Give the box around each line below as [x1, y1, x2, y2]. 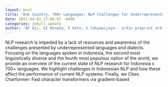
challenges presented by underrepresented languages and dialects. [5, 45, 145, 51]
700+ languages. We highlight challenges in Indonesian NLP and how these [5, 66, 161, 72]
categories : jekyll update [5, 21, 61, 26]
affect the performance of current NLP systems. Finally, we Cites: [5, 71, 140, 77]
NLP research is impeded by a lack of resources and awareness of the [5, 39, 150, 45]
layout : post [5, 7, 32, 12]
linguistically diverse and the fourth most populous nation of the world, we [5, 55, 158, 61]
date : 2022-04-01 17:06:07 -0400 [5, 16, 75, 21]
